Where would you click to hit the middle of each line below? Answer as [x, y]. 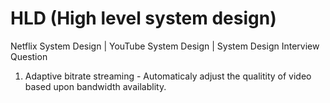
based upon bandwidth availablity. [95, 86]
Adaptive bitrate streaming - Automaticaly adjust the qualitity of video [168, 76]
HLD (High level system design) [143, 18]
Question [29, 56]
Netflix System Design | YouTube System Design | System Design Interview [165, 46]
